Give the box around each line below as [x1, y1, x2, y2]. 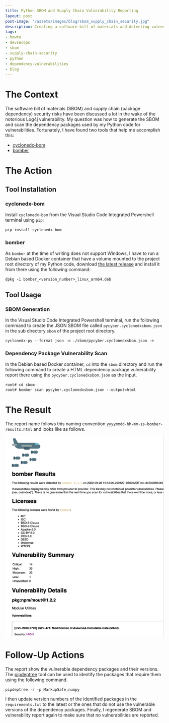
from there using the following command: [5, 267, 91, 273]
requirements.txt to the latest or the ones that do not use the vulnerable [5, 701, 155, 707]
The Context [5, 89, 58, 100]
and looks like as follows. [33, 426, 86, 432]
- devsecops [5, 40, 30, 45]
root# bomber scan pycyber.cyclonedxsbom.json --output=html [5, 387, 136, 392]
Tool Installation [5, 185, 57, 193]
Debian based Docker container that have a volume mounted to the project [5, 256, 160, 262]
